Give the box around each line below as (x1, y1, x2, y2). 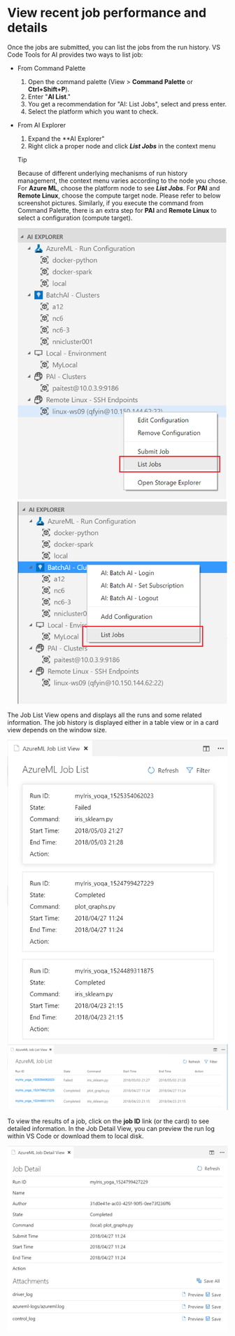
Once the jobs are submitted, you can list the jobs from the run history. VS (7, 43, 220, 51)
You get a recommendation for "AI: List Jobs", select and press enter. (27, 99, 227, 108)
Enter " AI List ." (27, 92, 71, 101)
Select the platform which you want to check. (27, 107, 159, 116)
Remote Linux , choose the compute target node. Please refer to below (17, 191, 221, 200)
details (7, 20, 48, 36)
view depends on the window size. (7, 726, 107, 735)
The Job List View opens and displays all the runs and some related (7, 711, 202, 719)
